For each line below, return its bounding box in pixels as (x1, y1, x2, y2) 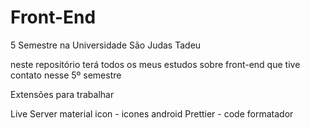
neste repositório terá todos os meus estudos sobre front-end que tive (10, 58, 301, 70)
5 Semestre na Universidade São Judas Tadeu (10, 39, 202, 51)
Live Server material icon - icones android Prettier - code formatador (10, 107, 294, 120)
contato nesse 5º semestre (10, 69, 122, 81)
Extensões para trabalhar (10, 88, 115, 100)
